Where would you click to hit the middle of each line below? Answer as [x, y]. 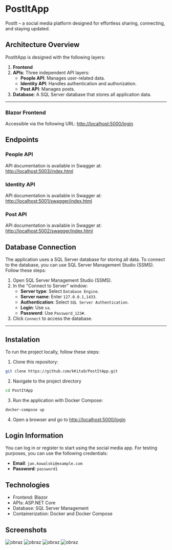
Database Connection [41, 247]
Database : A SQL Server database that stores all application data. [82, 94]
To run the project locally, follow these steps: [52, 352]
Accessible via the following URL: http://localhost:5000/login [69, 124]
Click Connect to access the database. [53, 318]
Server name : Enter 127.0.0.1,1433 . [59, 297]
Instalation [23, 339]
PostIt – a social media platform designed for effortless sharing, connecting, [85, 23]
